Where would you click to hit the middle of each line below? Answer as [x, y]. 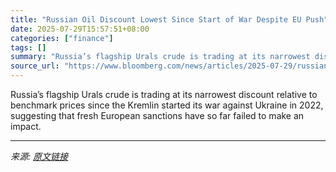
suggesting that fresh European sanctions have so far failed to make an [157, 115]
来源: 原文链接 [39, 156]
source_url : [35, 66]
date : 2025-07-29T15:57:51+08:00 [80, 29]
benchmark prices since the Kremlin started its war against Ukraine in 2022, [167, 105]
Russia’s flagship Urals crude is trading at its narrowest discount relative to [164, 94]
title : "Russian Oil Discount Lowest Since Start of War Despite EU [156, 19]
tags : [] [28, 47]
